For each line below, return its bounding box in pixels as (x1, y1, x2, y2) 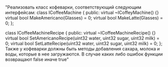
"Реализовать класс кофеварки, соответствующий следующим (5, 4, 141, 10)
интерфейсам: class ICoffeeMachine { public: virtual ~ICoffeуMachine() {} (5, 9, 159, 15)
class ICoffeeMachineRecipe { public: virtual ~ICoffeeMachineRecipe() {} (5, 30, 156, 35)
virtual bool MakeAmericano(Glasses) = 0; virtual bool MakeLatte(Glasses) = (5, 15, 163, 20)
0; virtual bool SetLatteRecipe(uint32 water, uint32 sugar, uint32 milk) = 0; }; (5, 40, 163, 46)
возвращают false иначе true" (5, 56, 69, 62)
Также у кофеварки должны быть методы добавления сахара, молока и (5, 46, 160, 51)
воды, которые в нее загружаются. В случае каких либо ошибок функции (5, 51, 163, 57)
